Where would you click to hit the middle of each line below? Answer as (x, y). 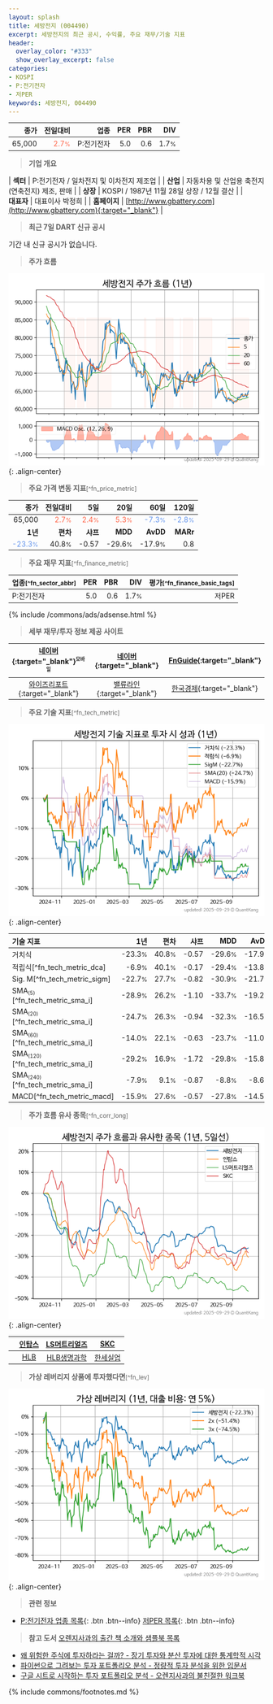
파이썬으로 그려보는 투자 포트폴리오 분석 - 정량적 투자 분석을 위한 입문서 (133, 1666)
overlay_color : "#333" (54, 52)
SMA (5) (24, 991)
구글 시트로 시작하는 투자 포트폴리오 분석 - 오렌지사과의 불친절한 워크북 (132, 1676)
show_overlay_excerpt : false (65, 60)
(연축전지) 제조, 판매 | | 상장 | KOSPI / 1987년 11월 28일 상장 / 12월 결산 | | (126, 190)
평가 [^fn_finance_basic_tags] (192, 582)
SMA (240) (27, 1076)
